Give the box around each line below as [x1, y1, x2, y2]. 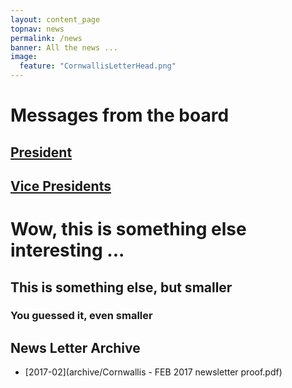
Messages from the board [10, 104, 230, 127]
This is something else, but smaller [10, 279, 233, 296]
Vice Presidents [10, 177, 112, 195]
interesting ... [10, 239, 125, 262]
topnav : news [10, 24, 65, 34]
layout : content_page [10, 14, 101, 25]
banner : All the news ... [10, 42, 118, 53]
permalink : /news [10, 33, 83, 43]
